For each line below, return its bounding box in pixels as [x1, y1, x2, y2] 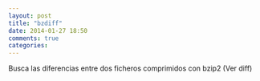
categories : [8, 42, 48, 50]
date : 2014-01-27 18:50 [8, 26, 88, 34]
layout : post [8, 11, 52, 20]
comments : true [8, 34, 59, 43]
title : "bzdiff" [8, 19, 63, 27]
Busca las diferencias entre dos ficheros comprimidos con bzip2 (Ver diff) [8, 63, 253, 73]
